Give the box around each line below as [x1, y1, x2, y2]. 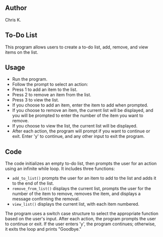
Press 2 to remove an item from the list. [12, 92, 92, 98]
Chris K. [5, 17, 21, 22]
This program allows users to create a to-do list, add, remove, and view [5, 44, 148, 50]
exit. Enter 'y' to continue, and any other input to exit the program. [12, 133, 145, 139]
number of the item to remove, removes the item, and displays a [12, 191, 141, 197]
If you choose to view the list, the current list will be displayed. [12, 123, 138, 129]
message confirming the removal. [12, 196, 80, 202]
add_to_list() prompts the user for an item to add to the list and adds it [12, 175, 157, 181]
